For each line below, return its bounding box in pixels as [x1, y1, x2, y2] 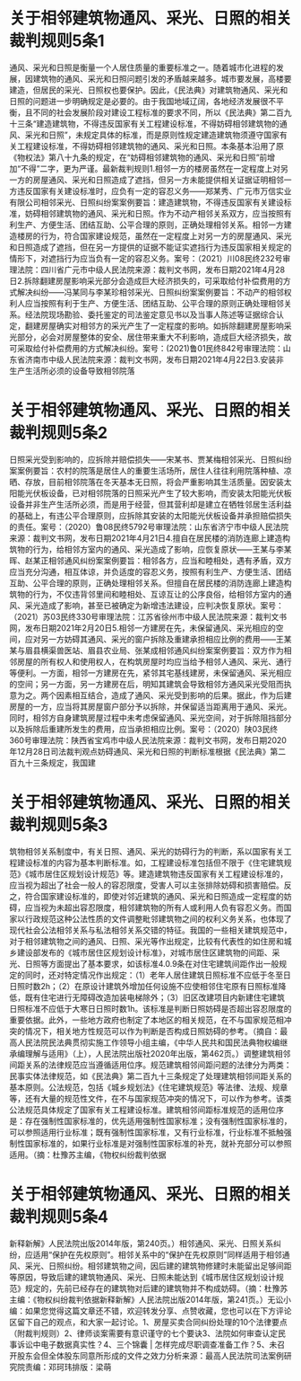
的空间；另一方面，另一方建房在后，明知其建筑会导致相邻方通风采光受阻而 [9, 678, 284, 689]
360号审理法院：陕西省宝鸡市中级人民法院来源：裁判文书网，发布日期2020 [9, 734, 287, 746]
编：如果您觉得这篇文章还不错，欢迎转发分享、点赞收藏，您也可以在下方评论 [9, 1305, 292, 1316]
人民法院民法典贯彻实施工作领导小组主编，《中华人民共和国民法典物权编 [16, 1037, 280, 1048]
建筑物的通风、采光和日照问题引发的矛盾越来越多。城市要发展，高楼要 [32, 73, 292, 84]
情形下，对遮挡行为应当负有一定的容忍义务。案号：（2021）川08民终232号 [9, 252, 283, 263]
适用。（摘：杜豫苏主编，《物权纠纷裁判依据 [9, 1149, 167, 1160]
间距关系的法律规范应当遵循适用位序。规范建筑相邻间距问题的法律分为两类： [9, 1059, 292, 1070]
